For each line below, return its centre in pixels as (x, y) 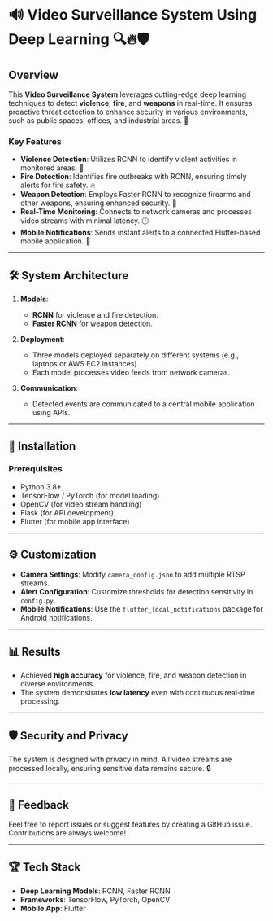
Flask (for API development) (67, 512)
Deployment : (42, 340)
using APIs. (51, 413)
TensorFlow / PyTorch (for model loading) (90, 495)
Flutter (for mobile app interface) (75, 521)
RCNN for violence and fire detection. (95, 315)
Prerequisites (35, 469)
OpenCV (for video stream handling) (81, 504)
